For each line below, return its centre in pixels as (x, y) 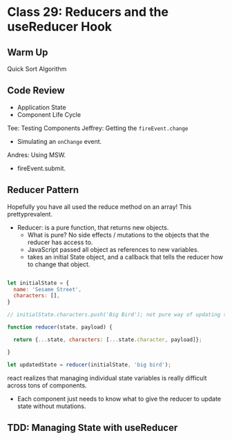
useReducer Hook (60, 27)
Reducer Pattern (43, 190)
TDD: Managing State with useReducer (93, 427)
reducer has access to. (60, 242)
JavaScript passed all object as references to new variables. (113, 249)
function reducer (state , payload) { (60, 327)
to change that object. (59, 264)
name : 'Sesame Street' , (47, 289)
